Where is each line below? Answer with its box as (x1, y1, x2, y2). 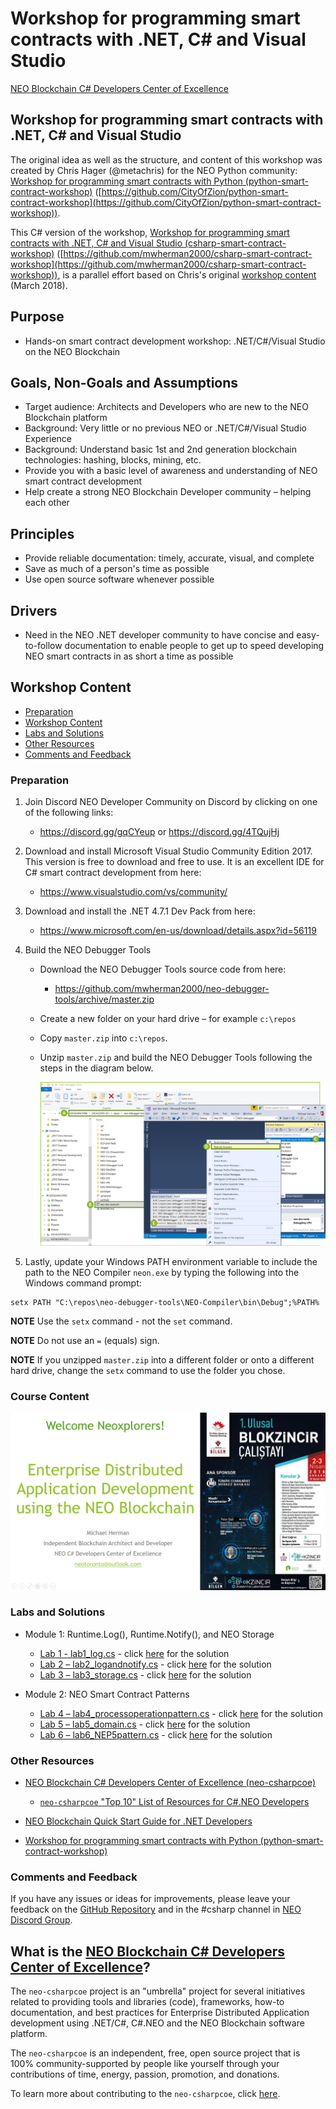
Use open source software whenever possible (24, 573, 215, 586)
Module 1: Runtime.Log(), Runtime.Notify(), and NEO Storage (24, 1628, 275, 1640)
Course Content (10, 1389, 90, 1403)
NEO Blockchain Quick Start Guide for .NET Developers (24, 1815, 253, 1827)
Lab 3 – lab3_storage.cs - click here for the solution (39, 1668, 252, 1681)
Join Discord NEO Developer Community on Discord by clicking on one (24, 796, 318, 808)
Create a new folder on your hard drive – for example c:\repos (39, 1013, 297, 1025)
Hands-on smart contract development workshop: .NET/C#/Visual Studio (24, 335, 326, 347)
